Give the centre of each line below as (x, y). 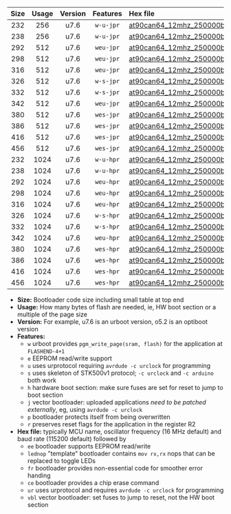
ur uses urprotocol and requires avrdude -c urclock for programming (125, 490)
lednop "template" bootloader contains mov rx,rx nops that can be (121, 453)
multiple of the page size (52, 314)
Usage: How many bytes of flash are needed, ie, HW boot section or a (117, 307)
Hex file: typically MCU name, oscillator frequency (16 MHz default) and (119, 431)
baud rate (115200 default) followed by (71, 439)
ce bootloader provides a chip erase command (93, 483)
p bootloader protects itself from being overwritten (99, 417)
